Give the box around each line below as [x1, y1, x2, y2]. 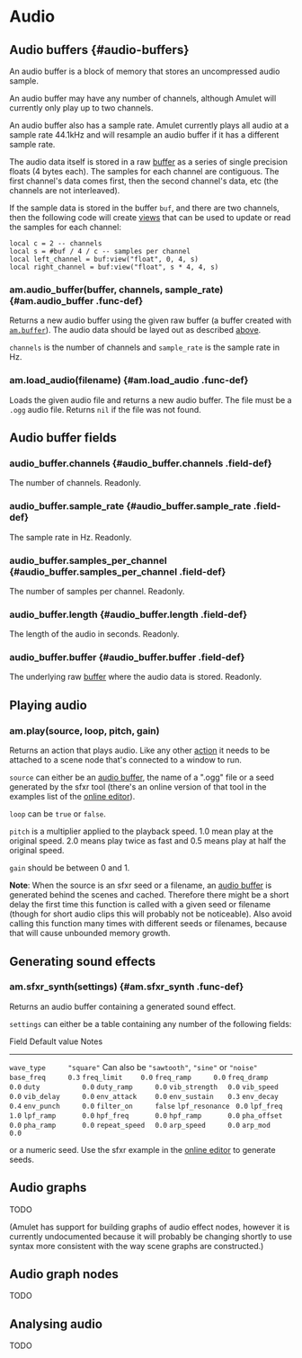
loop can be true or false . [9, 809, 106, 819]
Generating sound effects [9, 953, 156, 969]
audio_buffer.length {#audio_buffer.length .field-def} [9, 608, 248, 621]
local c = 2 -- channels [9, 239, 102, 248]
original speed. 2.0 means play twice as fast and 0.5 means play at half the [9, 835, 287, 846]
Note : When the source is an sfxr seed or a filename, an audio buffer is [9, 880, 272, 891]
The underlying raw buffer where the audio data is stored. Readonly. [9, 672, 262, 683]
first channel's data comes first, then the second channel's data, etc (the [9, 175, 279, 186]
